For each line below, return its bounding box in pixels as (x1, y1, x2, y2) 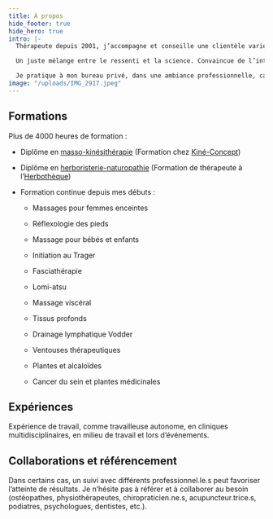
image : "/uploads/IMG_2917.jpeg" (8, 79, 122, 87)
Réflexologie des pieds (32, 218, 109, 228)
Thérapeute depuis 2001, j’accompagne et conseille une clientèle (15, 42, 245, 51)
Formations (8, 109, 67, 123)
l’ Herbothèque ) (19, 171, 71, 181)
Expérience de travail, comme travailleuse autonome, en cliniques (8, 421, 229, 432)
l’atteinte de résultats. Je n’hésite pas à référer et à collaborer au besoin (8, 484, 249, 494)
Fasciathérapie (32, 266, 83, 275)
